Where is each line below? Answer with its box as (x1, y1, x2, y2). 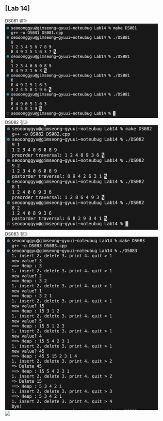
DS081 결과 (5, 17, 27, 24)
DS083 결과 (5, 231, 28, 237)
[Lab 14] (5, 4, 30, 13)
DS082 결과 (5, 119, 28, 125)
